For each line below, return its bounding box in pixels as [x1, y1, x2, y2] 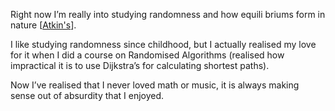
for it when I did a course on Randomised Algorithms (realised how [10, 49, 285, 61]
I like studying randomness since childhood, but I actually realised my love [10, 39, 317, 50]
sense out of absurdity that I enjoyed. [10, 90, 165, 101]
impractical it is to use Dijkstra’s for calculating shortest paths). [10, 60, 270, 71]
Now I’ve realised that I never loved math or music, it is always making [10, 79, 300, 91]
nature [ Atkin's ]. [10, 19, 77, 31]
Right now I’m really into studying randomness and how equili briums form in [10, 9, 326, 20]
